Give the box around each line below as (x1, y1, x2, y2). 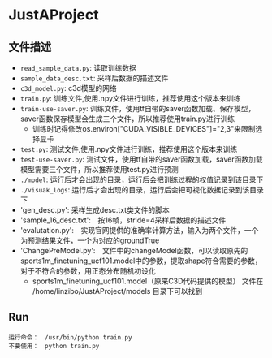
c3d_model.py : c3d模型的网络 (19, 84, 117, 93)
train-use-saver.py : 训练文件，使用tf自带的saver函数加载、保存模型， (19, 104, 256, 113)
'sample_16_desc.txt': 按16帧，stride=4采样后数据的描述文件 (19, 215, 227, 225)
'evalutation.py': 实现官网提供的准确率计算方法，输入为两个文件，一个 (19, 226, 259, 235)
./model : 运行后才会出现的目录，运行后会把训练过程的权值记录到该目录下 (19, 175, 264, 184)
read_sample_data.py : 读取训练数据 (19, 63, 136, 72)
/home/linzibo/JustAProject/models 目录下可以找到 (32, 287, 203, 295)
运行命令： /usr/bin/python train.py (8, 333, 132, 342)
